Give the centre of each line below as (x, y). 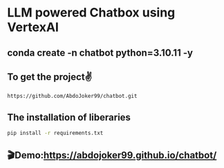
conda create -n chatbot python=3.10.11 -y (100, 53)
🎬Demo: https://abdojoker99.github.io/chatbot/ (112, 155)
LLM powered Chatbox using (91, 13)
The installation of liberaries (69, 117)
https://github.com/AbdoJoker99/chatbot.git (72, 96)
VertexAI (33, 27)
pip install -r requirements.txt (55, 133)
